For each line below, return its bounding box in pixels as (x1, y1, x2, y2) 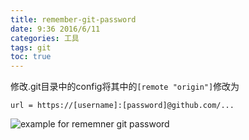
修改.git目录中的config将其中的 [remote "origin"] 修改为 (10, 81, 240, 93)
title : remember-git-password (10, 14, 137, 25)
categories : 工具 (10, 33, 80, 43)
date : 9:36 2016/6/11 (10, 24, 101, 34)
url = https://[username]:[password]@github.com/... (10, 101, 235, 111)
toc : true (10, 52, 52, 62)
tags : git (10, 42, 52, 53)
